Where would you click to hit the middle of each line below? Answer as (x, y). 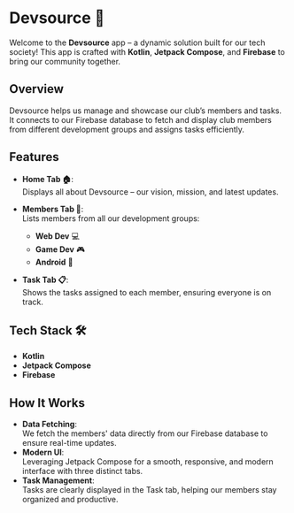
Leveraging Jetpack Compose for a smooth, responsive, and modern (148, 462)
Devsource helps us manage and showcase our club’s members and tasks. (145, 111)
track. (33, 302)
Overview (37, 89)
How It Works (47, 403)
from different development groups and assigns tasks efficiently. (127, 129)
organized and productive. (70, 500)
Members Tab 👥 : (53, 209)
